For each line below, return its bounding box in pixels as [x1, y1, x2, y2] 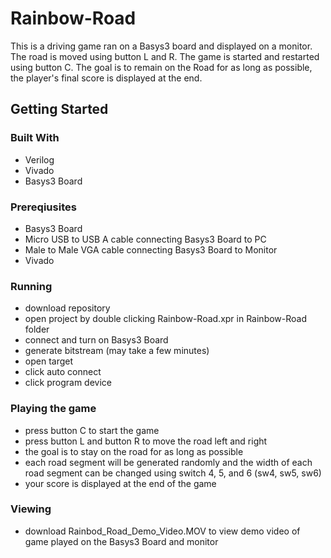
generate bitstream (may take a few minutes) [24, 345, 210, 357]
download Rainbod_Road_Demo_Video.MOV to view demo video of [24, 525, 301, 537]
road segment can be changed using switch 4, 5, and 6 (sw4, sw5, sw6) [24, 467, 322, 479]
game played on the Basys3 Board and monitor [24, 535, 219, 547]
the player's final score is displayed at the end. [10, 72, 203, 84]
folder [24, 323, 50, 336]
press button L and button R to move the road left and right [24, 435, 268, 447]
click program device [24, 377, 112, 389]
